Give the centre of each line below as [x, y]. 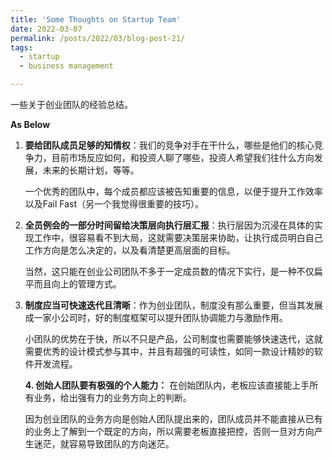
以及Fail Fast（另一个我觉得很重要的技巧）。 [114, 204]
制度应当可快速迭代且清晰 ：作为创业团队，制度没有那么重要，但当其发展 [173, 305]
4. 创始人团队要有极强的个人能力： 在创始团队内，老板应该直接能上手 [167, 385]
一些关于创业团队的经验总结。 [71, 104]
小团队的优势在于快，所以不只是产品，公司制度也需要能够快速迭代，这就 [173, 339]
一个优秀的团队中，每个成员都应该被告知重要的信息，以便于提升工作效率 [173, 191]
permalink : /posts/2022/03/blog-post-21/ [98, 38]
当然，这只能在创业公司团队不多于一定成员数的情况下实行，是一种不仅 [169, 271]
